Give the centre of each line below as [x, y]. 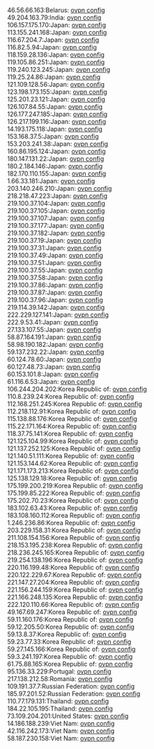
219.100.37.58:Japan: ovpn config [55, 278]
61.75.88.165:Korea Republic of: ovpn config [70, 664]
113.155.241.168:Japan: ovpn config [57, 32]
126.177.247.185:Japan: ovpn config [57, 114]
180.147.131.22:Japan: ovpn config [56, 159]
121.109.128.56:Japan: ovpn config [56, 84]
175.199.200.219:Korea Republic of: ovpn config [75, 486]
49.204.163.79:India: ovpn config [54, 17]
